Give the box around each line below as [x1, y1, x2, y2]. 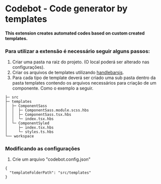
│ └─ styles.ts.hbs [5, 130, 54, 135]
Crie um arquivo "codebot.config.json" [12, 156, 91, 162]
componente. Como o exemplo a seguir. [12, 85, 94, 92]
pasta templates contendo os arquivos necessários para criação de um [12, 80, 157, 86]
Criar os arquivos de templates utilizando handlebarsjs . [12, 70, 124, 76]
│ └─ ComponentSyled [5, 121, 50, 126]
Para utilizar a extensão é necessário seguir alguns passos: [5, 47, 150, 54]
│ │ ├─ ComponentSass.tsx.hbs [5, 112, 71, 117]
